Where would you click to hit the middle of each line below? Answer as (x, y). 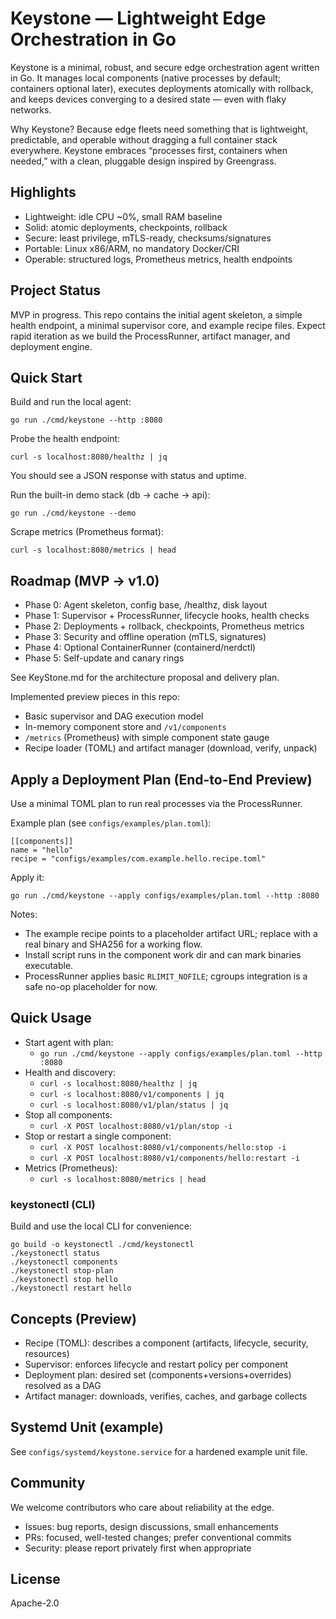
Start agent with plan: (69, 1042)
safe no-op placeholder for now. (91, 986)
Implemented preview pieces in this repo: (95, 697)
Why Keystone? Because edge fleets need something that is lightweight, (159, 129)
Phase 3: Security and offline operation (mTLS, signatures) (145, 637)
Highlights (43, 192)
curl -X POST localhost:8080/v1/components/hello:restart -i (169, 1158)
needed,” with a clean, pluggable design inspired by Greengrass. (143, 161)
